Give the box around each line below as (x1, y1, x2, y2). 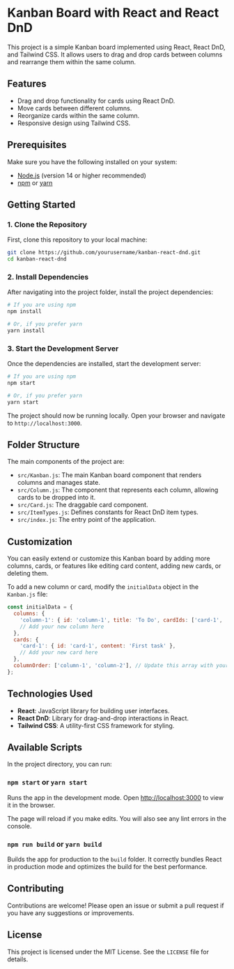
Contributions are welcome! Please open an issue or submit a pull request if (7, 901, 224, 910)
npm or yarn (17, 178, 53, 187)
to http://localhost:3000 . (7, 418, 82, 427)
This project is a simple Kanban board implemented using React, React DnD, (7, 43, 226, 51)
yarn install (7, 327, 45, 334)
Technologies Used (7, 688, 93, 700)
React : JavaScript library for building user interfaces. (17, 706, 170, 715)
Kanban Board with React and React (7, 5, 219, 21)
